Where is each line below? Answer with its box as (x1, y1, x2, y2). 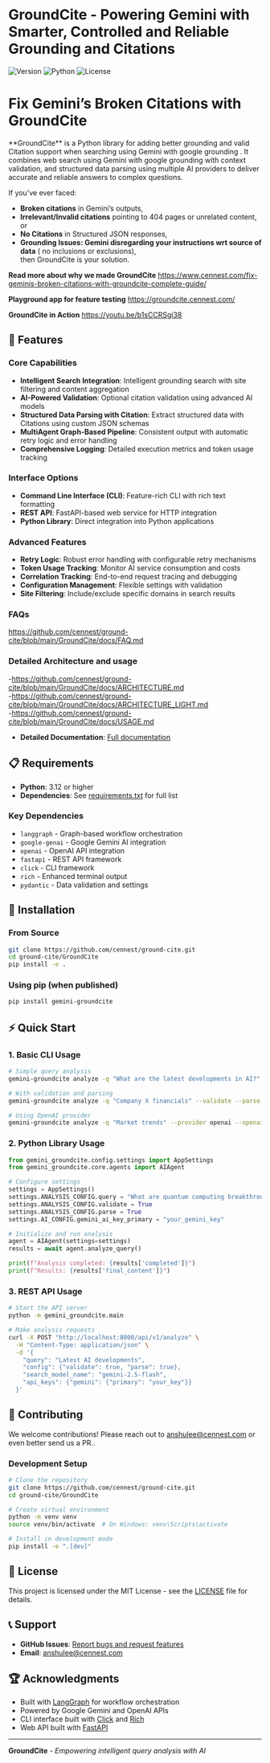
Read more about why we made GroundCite (8, 270, 157, 280)
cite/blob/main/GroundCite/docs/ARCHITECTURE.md (8, 682, 185, 692)
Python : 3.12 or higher (19, 782, 94, 792)
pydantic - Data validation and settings (19, 880, 149, 890)
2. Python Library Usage (8, 1138, 105, 1149)
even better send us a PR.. (8, 1438, 96, 1447)
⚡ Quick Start (8, 1021, 76, 1034)
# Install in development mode (8, 1535, 113, 1544)
